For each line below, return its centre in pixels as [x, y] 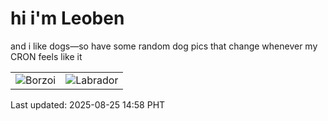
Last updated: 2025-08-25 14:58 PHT [88, 104]
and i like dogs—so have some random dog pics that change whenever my [164, 46]
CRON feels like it [46, 56]
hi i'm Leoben [67, 18]
